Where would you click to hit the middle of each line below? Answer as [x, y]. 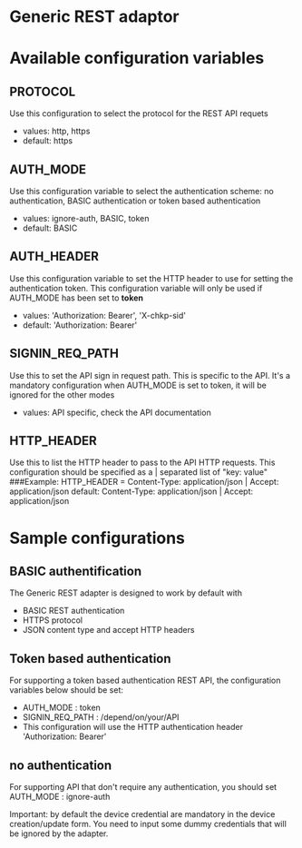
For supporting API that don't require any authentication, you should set [143, 787]
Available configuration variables [137, 59]
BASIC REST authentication [73, 611]
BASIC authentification [76, 572]
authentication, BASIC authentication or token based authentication [135, 201]
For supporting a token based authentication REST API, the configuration [145, 680]
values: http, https [56, 131]
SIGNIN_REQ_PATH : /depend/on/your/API [101, 717]
